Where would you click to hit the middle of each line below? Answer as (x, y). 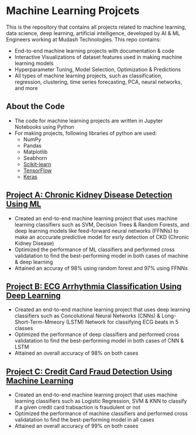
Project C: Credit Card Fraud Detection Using (89, 371)
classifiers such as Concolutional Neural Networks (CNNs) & (87, 316)
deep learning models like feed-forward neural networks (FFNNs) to (97, 231)
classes (24, 328)
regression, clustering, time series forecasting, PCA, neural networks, (98, 82)
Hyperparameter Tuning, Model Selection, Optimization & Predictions (98, 69)
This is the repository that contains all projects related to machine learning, (96, 27)
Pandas (32, 145)
